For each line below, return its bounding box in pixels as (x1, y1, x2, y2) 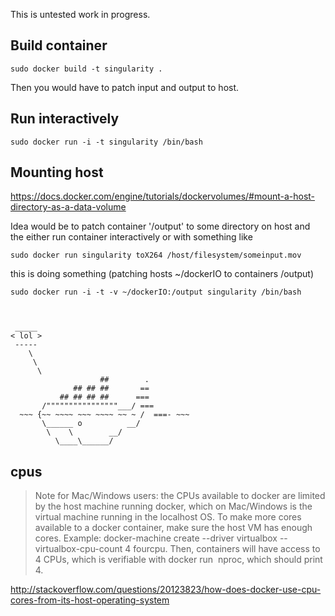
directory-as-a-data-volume (10, 201, 127, 213)
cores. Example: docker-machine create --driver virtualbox (34, 532, 278, 544)
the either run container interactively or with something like (10, 231, 253, 243)
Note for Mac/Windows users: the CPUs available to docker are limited (34, 490, 326, 502)
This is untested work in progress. (10, 9, 151, 20)
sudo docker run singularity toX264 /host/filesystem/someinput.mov (10, 250, 302, 261)
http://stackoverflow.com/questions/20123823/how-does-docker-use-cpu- (10, 584, 322, 596)
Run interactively (10, 110, 120, 128)
